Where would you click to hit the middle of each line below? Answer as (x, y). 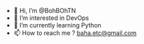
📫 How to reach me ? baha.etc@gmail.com (75, 33)
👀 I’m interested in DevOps (51, 18)
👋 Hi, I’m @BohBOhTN (45, 11)
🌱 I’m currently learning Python (57, 25)
